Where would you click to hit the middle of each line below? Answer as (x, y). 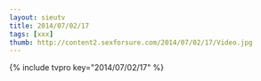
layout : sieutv (37, 17)
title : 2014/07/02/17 (49, 26)
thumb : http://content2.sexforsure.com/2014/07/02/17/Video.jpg (131, 42)
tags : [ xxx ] (31, 34)
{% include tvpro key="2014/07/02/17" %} (87, 68)
